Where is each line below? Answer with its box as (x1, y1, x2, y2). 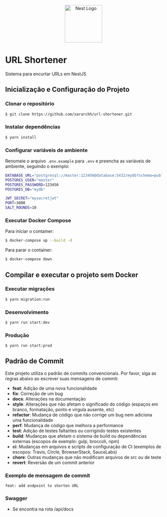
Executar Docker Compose (5, 217, 71, 224)
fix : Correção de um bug (12, 390, 63, 397)
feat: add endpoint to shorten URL (5, 484, 79, 489)
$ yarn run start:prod (5, 343, 52, 348)
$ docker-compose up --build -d (5, 238, 72, 243)
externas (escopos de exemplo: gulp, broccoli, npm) (12, 438, 120, 444)
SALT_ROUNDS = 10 (5, 205, 37, 210)
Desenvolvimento (5, 309, 49, 316)
